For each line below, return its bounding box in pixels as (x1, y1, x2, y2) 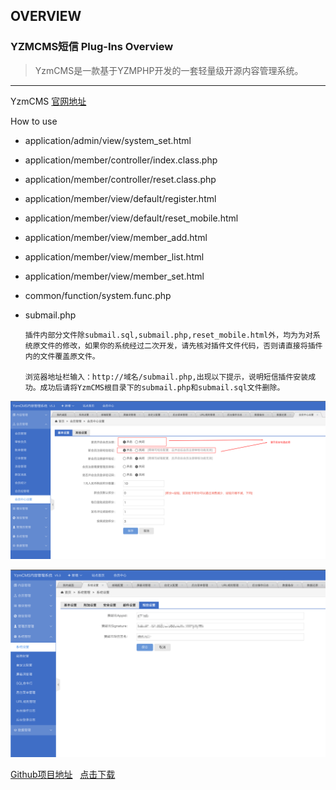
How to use (10, 115, 58, 127)
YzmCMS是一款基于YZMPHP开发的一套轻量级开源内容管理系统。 (34, 64, 304, 76)
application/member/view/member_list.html (24, 250, 205, 263)
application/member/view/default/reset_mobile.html (24, 212, 239, 224)
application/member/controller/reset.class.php (24, 173, 217, 185)
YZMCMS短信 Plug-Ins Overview (10, 40, 174, 54)
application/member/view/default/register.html (24, 192, 217, 204)
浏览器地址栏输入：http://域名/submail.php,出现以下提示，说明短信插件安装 (24, 372, 309, 382)
